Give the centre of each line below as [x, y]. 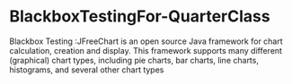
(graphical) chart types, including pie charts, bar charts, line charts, [134, 60]
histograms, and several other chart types [87, 70]
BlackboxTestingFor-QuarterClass [140, 17]
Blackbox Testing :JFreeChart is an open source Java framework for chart [146, 41]
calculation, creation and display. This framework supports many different [146, 50]
